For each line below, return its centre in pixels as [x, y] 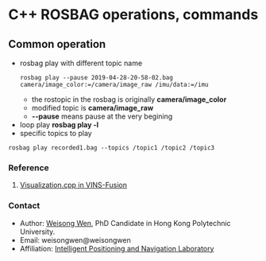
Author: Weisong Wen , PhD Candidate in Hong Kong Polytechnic [125, 223]
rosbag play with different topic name [81, 63]
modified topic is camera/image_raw [93, 108]
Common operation [57, 44]
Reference [29, 167]
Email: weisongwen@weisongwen [75, 240]
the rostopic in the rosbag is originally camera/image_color [129, 99]
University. [37, 232]
